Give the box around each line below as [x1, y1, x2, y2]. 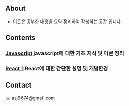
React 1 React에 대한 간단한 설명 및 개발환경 [5, 65, 109, 72]
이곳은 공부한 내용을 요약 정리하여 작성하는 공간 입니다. [12, 18, 122, 25]
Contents [5, 33, 36, 43]
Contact [5, 81, 32, 90]
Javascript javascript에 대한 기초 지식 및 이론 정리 [5, 50, 124, 57]
